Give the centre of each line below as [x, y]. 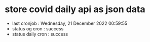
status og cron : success [38, 28]
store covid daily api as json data [75, 9]
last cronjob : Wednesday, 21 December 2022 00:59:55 [70, 23]
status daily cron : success [40, 34]
